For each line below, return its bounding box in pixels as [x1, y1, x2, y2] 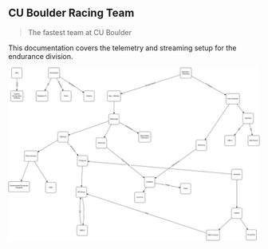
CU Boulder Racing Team [8, 6, 135, 20]
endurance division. [8, 51, 73, 61]
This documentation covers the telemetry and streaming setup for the [8, 43, 237, 53]
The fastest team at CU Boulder [27, 27, 132, 37]
